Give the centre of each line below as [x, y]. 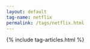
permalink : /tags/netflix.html [45, 23]
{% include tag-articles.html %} [45, 40]
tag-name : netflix [29, 17]
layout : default [26, 12]
